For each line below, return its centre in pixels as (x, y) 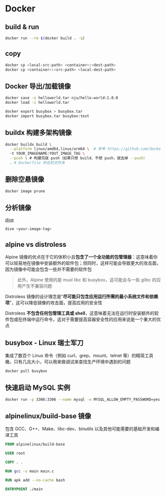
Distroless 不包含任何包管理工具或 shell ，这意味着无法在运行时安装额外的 (80, 313)
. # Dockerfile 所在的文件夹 (37, 163)
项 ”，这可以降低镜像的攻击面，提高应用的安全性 (54, 303)
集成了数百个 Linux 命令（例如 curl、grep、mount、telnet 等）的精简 (75, 355)
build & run (22, 27)
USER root (15, 453)
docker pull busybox (26, 371)
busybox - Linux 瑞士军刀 (44, 342)
